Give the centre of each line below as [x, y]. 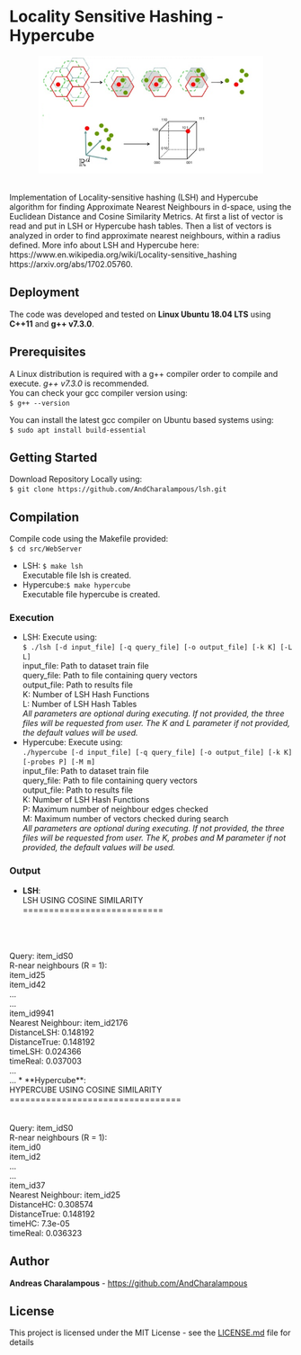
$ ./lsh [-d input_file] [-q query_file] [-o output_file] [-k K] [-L [157, 648]
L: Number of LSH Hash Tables [80, 704]
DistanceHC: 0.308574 [52, 1204]
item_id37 [27, 1185]
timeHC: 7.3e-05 [40, 1223]
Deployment [44, 293]
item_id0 [25, 1147]
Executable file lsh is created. [77, 575]
